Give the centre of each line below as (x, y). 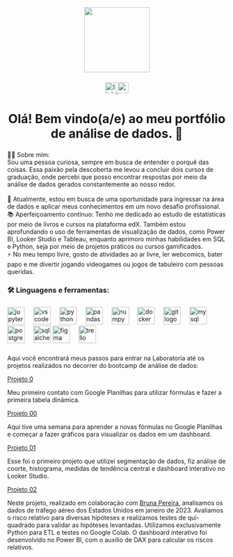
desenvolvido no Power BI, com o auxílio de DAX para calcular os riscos (110, 540)
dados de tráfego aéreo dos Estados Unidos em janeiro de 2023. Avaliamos (115, 510)
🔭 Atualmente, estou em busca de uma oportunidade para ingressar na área (116, 199)
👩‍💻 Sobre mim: (29, 155)
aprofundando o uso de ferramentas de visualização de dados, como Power (116, 232)
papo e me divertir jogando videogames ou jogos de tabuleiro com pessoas (115, 264)
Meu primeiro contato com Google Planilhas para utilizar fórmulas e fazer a (115, 392)
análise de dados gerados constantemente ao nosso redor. (91, 184)
